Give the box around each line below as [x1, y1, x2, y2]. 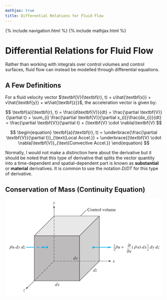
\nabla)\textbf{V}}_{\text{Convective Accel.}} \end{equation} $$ [18, 140, 150, 146]
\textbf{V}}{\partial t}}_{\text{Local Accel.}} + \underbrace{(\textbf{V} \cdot [6, 135, 162, 141]
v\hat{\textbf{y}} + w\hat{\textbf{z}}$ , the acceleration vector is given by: [5, 100, 157, 105]
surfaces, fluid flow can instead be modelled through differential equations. [5, 67, 160, 73]
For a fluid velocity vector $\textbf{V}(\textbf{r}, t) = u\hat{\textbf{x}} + [5, 95, 151, 100]
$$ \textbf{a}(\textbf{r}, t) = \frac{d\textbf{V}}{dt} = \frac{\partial [5, 109, 139, 115]
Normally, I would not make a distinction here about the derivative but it [5, 150, 152, 156]
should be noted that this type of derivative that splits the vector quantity [5, 155, 155, 161]
